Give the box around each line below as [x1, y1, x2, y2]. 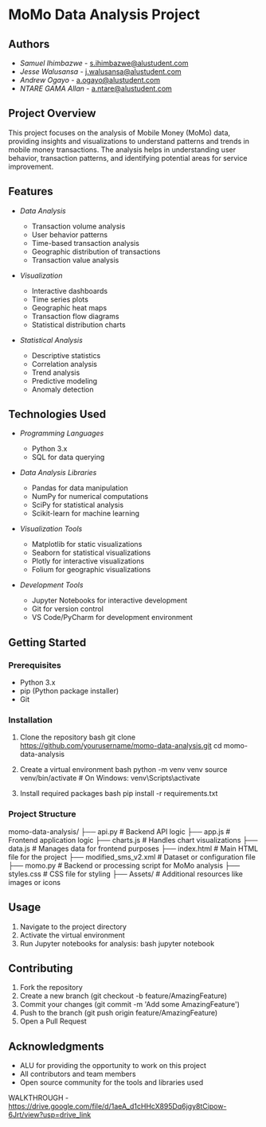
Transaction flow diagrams [31, 311, 119, 321]
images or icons [8, 877, 61, 887]
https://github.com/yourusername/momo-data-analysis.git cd [19, 741, 222, 751]
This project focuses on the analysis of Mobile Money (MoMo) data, [8, 127, 231, 137]
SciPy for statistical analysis [31, 500, 124, 510]
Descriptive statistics [31, 350, 101, 360]
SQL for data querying [31, 452, 105, 462]
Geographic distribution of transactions [31, 247, 161, 256]
